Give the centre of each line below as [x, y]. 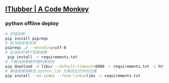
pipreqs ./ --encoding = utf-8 [36, 48]
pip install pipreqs [27, 38]
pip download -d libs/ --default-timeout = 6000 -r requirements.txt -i [81, 66]
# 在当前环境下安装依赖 [26, 52]
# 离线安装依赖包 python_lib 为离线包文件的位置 [51, 71]
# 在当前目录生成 [21, 43]
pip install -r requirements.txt [43, 57]
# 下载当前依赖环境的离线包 [30, 61]
